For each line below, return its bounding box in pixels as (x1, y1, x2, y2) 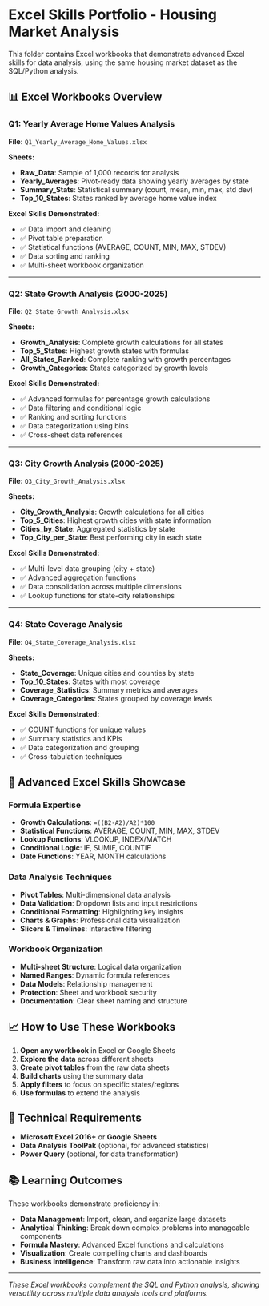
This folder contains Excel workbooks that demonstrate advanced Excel (8, 49, 246, 58)
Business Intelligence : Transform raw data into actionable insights (19, 1257, 240, 1267)
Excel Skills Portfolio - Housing (8, 6, 218, 24)
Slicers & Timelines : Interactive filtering (19, 923, 152, 934)
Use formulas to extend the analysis (19, 1087, 140, 1098)
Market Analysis (8, 22, 120, 41)
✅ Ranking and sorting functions (19, 412, 127, 421)
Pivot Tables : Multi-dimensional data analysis (19, 890, 171, 899)
